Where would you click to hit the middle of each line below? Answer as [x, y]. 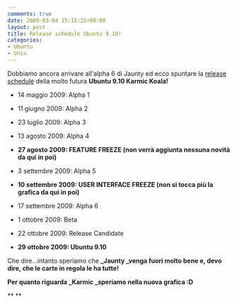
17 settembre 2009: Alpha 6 [58, 205]
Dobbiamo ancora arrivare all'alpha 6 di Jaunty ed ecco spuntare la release [117, 73]
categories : [25, 40]
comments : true [30, 14]
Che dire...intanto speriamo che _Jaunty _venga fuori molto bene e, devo [115, 261]
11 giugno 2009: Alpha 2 [53, 108]
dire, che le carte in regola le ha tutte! [63, 268]
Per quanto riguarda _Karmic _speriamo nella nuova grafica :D [100, 282]
